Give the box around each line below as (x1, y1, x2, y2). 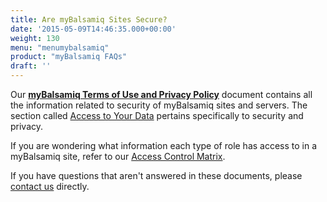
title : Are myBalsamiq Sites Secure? (10, 14, 168, 25)
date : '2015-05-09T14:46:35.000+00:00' (10, 24, 177, 34)
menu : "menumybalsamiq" (10, 42, 110, 53)
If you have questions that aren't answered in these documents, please (10, 170, 303, 181)
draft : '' (10, 61, 52, 71)
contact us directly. (10, 181, 90, 192)
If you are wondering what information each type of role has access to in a (10, 140, 318, 151)
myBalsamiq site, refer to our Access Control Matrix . (10, 151, 226, 162)
